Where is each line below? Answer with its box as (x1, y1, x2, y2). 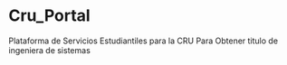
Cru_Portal (8, 5, 91, 26)
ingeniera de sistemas (8, 44, 91, 55)
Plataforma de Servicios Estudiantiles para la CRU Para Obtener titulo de (8, 35, 278, 46)
